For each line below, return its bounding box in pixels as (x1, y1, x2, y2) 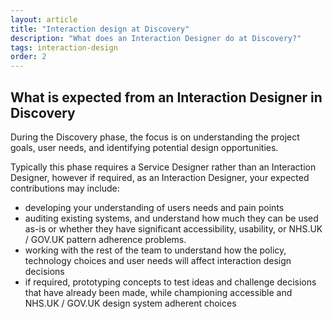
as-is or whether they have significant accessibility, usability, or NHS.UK (24, 222, 323, 235)
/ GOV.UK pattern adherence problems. (24, 233, 187, 245)
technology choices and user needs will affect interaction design (24, 254, 292, 266)
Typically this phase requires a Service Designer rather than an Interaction (10, 161, 317, 173)
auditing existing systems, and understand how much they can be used (24, 212, 319, 224)
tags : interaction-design (10, 42, 118, 53)
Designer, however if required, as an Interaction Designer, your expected (10, 171, 310, 183)
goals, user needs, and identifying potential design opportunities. (10, 141, 279, 153)
